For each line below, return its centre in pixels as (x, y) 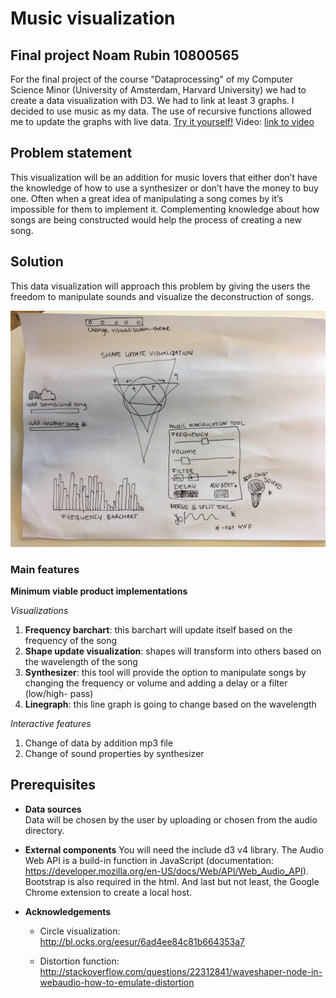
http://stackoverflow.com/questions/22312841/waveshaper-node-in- (181, 971)
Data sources (53, 809)
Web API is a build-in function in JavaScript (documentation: (149, 860)
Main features (45, 569)
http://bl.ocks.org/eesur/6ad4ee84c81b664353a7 (142, 941)
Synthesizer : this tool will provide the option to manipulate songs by (165, 672)
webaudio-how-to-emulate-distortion (117, 982)
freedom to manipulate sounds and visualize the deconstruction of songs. (162, 296)
